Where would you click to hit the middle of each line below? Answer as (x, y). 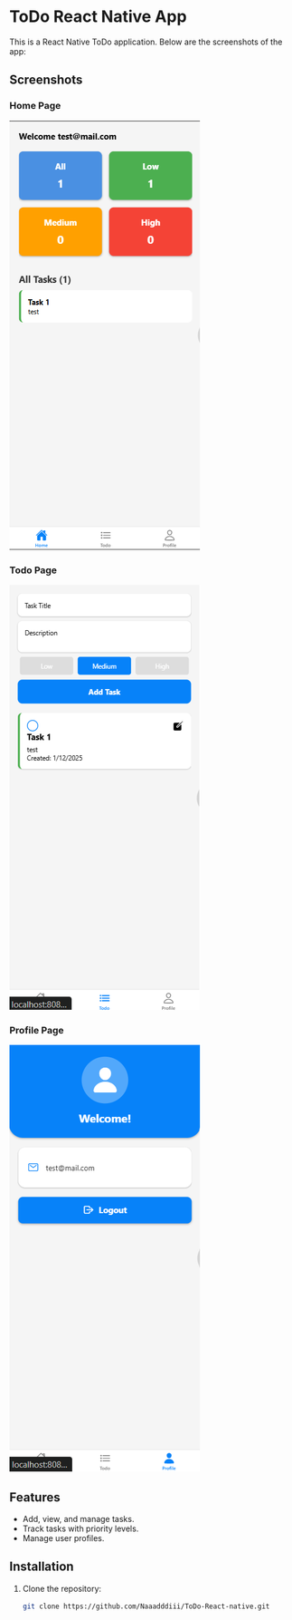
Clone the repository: (62, 1588)
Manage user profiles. (63, 1538)
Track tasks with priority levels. (80, 1528)
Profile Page (37, 1030)
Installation (42, 1567)
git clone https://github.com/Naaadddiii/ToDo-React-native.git (146, 1606)
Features (35, 1497)
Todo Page (33, 570)
